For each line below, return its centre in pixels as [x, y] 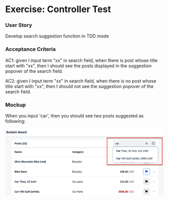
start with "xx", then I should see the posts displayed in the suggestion [78, 66]
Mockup [16, 105]
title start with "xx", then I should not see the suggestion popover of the [79, 86]
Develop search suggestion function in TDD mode [57, 36]
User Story [19, 25]
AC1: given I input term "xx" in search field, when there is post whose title [81, 60]
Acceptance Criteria [31, 49]
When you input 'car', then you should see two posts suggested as [74, 116]
